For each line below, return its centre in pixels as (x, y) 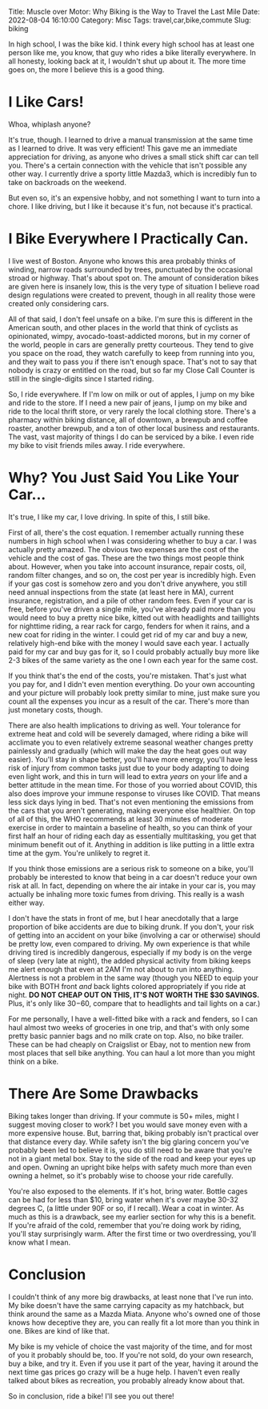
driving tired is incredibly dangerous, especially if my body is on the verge (130, 952)
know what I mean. (40, 1242)
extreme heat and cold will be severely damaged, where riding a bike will (128, 733)
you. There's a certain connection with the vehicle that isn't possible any (128, 165)
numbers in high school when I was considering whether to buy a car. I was (133, 541)
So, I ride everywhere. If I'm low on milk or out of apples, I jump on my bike (132, 394)
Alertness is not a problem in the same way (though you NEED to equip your (133, 978)
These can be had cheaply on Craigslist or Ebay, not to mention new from (130, 1044)
